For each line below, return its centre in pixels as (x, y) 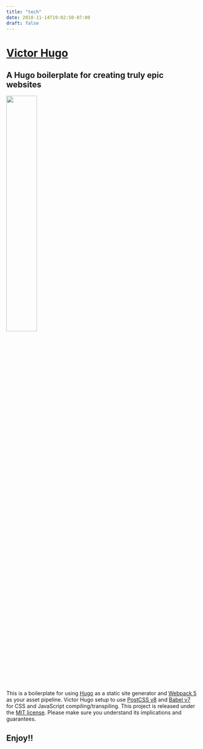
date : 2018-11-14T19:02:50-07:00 (48, 18)
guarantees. (21, 719)
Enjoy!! (20, 738)
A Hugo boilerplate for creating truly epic (85, 75)
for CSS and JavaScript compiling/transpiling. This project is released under (101, 706)
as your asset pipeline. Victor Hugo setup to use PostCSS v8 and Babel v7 (98, 700)
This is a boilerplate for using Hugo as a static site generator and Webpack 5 (101, 693)
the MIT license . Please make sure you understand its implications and (94, 713)
